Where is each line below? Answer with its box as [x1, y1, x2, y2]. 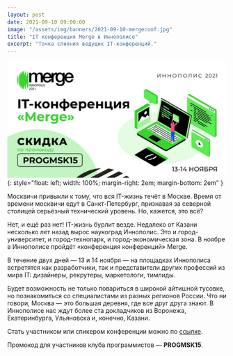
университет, [7, 235, 47, 243]
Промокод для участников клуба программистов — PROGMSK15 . [7, 341, 204, 349]
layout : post [7, 11, 45, 18]
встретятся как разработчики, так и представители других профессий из [7, 263, 225, 271]
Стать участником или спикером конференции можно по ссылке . [7, 327, 203, 335]
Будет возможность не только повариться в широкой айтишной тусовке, [7, 284, 225, 292]
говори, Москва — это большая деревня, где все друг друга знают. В [7, 299, 214, 307]
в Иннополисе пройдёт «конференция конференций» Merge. [7, 242, 188, 250]
